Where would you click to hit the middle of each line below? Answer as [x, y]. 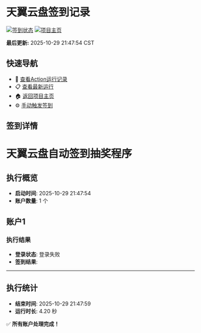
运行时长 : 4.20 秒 [36, 311]
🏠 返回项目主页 [34, 96]
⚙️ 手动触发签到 [34, 105]
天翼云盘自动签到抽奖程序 [69, 154]
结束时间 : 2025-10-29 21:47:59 [53, 304]
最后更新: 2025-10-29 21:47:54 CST [50, 43]
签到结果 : [26, 262]
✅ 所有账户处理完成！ [33, 323]
